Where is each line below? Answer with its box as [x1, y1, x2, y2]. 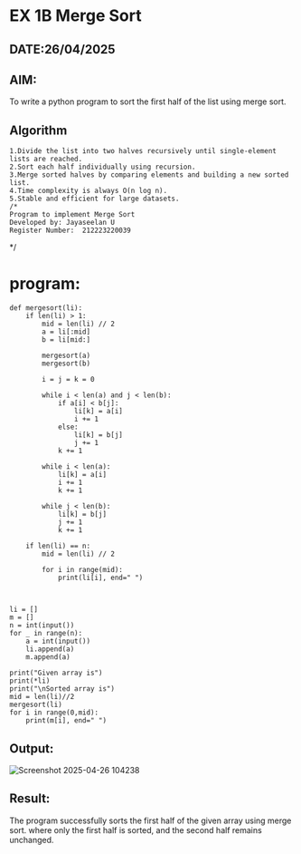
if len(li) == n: [25, 541, 91, 551]
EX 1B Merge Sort [9, 5, 142, 26]
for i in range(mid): [42, 566, 124, 575]
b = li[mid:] [42, 335, 91, 345]
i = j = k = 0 [42, 375, 95, 384]
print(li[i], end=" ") [57, 573, 144, 583]
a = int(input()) [25, 636, 91, 646]
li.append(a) [25, 645, 75, 654]
